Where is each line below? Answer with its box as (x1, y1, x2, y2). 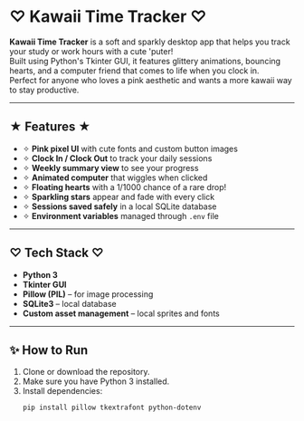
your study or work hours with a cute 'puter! (9, 45, 174, 56)
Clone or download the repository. (22, 367, 151, 378)
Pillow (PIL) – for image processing (22, 288, 154, 300)
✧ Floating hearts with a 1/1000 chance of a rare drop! (22, 181, 227, 192)
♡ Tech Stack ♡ (9, 245, 104, 261)
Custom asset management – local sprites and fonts (22, 308, 220, 319)
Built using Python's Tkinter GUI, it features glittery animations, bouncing (9, 55, 281, 66)
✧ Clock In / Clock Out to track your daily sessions (22, 152, 213, 164)
